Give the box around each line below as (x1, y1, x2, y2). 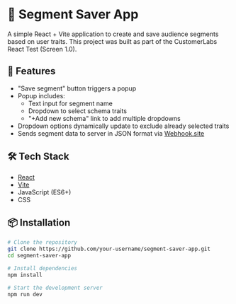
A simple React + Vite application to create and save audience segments (7, 30, 219, 38)
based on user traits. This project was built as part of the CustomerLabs (7, 37, 218, 45)
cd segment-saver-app (7, 252, 72, 259)
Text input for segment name (28, 99, 113, 107)
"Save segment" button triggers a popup (17, 84, 137, 93)
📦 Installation (7, 216, 71, 228)
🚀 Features (7, 65, 56, 77)
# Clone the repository (7, 239, 78, 246)
